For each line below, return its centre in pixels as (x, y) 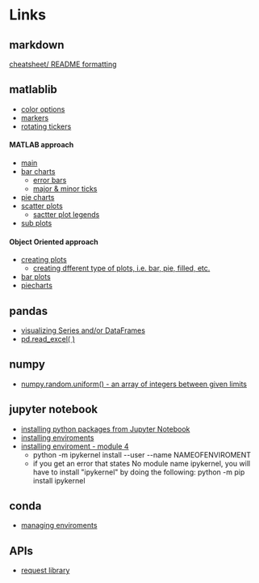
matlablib (33, 89)
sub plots (36, 223)
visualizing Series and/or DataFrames (83, 330)
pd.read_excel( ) (48, 339)
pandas (28, 311)
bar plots (36, 277)
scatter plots (42, 206)
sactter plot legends (66, 215)
